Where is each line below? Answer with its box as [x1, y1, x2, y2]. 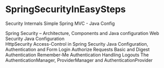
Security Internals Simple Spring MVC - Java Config [5, 20, 115, 26]
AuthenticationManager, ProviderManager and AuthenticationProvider [5, 57, 153, 63]
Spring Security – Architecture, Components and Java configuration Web [5, 30, 159, 36]
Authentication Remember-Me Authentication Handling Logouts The [5, 52, 149, 58]
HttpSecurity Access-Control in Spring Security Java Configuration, [5, 41, 149, 47]
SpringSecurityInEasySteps [5, 4, 126, 15]
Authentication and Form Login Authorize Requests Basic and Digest [5, 46, 150, 52]
